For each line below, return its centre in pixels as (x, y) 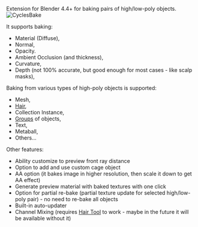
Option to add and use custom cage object (68, 167)
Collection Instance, (40, 112)
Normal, (25, 45)
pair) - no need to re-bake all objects (73, 199)
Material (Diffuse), (37, 38)
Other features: (25, 149)
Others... (26, 138)
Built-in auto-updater (41, 205)
